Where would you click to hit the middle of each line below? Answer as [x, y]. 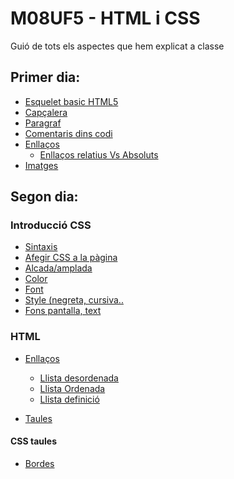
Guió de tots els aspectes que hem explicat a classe [117, 46]
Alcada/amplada [58, 268]
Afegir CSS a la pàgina [71, 258]
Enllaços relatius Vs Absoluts [99, 154]
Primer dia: [45, 77]
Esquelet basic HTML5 [71, 101]
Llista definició [69, 399]
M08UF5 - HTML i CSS [105, 18]
